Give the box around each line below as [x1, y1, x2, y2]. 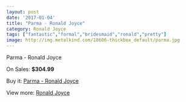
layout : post [6, 8, 39, 15]
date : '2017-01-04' [6, 15, 56, 21]
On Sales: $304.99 [6, 66, 55, 73]
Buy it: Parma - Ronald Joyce [6, 77, 79, 84]
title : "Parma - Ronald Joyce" [6, 20, 85, 26]
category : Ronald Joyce [6, 25, 67, 32]
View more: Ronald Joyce [6, 89, 70, 96]
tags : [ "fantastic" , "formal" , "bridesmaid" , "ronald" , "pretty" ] [6, 32, 167, 38]
